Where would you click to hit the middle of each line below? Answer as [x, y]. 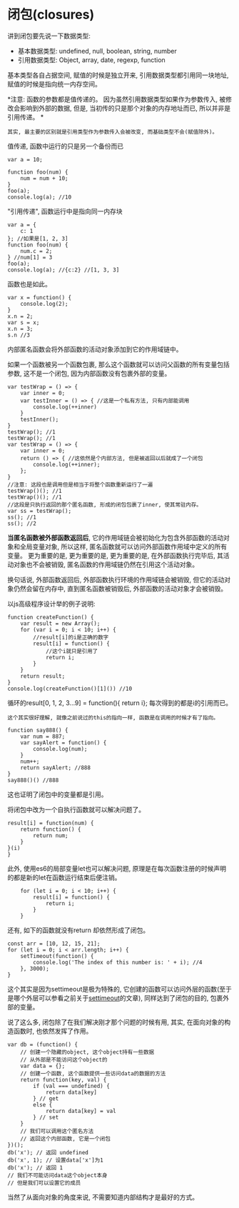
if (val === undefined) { [72, 1086]
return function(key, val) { [63, 1079]
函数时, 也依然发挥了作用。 [53, 1031]
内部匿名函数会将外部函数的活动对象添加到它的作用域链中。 [95, 349]
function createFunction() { [51, 617]
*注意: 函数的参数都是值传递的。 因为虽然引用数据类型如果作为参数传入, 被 [117, 99]
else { [43, 1104]
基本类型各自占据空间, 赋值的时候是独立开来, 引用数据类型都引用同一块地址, [118, 75]
